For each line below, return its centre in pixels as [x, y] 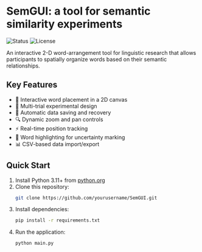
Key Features [32, 85]
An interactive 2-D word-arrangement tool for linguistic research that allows [101, 52]
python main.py [34, 243]
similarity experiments [64, 24]
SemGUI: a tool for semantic [78, 11]
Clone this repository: [42, 186]
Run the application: [40, 232]
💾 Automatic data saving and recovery [63, 112]
